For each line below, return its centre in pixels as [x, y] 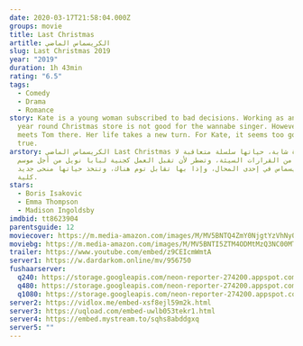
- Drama [32, 101]
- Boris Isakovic [50, 194]
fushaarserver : [38, 269]
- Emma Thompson [48, 202]
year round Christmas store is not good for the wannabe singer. [143, 127]
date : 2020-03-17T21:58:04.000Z [70, 18]
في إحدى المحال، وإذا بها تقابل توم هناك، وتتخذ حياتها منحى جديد [145, 168]
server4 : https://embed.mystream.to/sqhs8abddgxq [105, 319]
